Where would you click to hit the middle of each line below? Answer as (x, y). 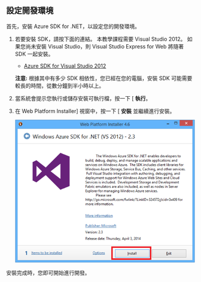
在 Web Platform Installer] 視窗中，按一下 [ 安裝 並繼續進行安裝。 (95, 111)
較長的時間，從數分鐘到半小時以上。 (60, 85)
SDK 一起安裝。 (34, 54)
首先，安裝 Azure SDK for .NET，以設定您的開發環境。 (73, 26)
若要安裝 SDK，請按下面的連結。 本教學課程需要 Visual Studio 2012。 (100, 39)
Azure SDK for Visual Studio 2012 (65, 66)
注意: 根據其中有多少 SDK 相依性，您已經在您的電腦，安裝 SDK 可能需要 (103, 78)
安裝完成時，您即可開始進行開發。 (48, 272)
